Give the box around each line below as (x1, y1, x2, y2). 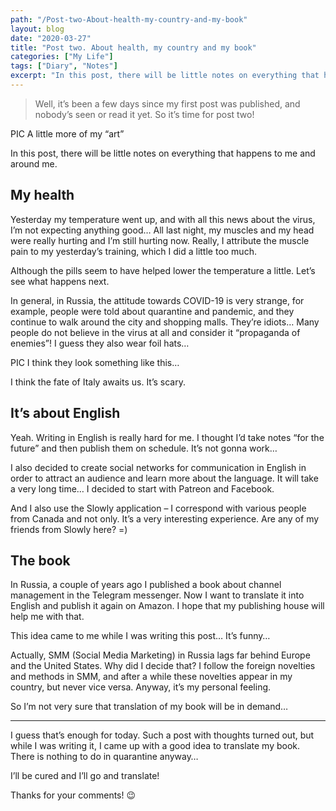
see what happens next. (10, 275, 110, 287)
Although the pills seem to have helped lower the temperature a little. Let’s (10, 264, 316, 276)
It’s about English (10, 405, 121, 422)
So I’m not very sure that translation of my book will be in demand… (10, 701, 289, 713)
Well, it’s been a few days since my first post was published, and (34, 97, 301, 110)
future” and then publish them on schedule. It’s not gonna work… (10, 442, 278, 454)
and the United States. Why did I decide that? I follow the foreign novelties (10, 660, 316, 672)
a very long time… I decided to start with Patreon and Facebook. (10, 482, 275, 495)
